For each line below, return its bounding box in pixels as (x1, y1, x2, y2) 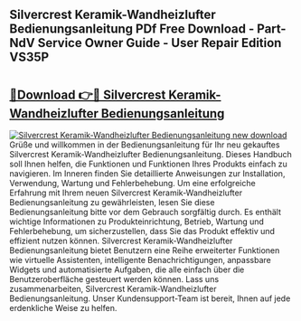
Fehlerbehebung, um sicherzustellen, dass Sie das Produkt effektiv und (9, 226, 276, 236)
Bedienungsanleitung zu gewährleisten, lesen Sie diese (9, 197, 215, 207)
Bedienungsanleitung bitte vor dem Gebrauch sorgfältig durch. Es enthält (9, 207, 282, 217)
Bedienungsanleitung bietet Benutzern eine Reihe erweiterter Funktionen (9, 245, 280, 256)
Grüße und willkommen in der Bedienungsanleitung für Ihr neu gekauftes (9, 139, 280, 150)
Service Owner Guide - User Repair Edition (37, 35, 282, 51)
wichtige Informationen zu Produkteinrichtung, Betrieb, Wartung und (9, 216, 265, 227)
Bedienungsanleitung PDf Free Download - (9, 22, 255, 37)
